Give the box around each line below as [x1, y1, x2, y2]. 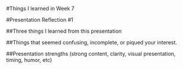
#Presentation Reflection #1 [6, 16, 73, 23]
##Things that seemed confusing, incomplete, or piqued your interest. [6, 39, 178, 46]
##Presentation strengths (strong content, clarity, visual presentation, [6, 50, 176, 57]
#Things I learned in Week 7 [6, 5, 75, 12]
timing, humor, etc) [6, 57, 52, 63]
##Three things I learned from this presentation [6, 27, 122, 34]
